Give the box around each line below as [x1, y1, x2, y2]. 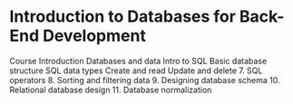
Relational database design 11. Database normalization [9, 84, 212, 95]
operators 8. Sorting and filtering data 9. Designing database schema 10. [9, 74, 281, 85]
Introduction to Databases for [9, 6, 236, 27]
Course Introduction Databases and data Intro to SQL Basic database [9, 55, 268, 66]
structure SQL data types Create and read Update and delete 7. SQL [9, 65, 263, 76]
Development [42, 25, 147, 46]
